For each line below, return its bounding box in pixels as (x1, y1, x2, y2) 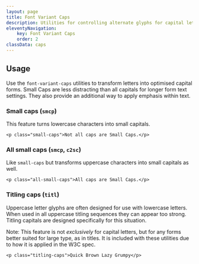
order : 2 (17, 36, 38, 42)
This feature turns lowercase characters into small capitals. (6, 120, 150, 128)
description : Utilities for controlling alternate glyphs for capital (6, 20, 184, 26)
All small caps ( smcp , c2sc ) (6, 145, 82, 154)
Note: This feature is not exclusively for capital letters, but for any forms (6, 228, 182, 235)
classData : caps (6, 42, 46, 48)
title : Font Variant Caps (6, 14, 70, 20)
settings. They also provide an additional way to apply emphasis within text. (6, 92, 191, 99)
